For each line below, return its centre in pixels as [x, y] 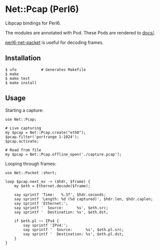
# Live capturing [23, 128]
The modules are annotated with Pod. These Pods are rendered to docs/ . [80, 32]
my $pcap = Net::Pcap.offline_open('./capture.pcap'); [63, 154]
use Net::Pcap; [21, 119]
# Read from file [23, 150]
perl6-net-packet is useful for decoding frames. [54, 42]
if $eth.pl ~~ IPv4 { [36, 221]
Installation [23, 58]
